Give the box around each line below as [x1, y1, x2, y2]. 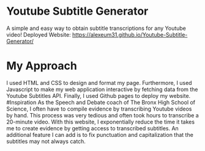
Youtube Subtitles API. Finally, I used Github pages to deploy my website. [6, 92, 191, 99]
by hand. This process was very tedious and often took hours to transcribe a [6, 111, 199, 119]
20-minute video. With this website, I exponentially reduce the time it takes [6, 118, 195, 125]
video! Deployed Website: [6, 31, 72, 38]
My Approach [6, 59, 78, 73]
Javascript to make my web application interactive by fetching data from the [6, 86, 198, 93]
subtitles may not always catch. [6, 138, 86, 145]
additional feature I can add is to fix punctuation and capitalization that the [6, 131, 194, 138]
